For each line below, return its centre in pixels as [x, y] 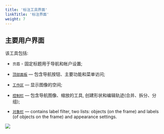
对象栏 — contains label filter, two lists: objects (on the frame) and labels [85, 112]
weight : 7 [15, 19]
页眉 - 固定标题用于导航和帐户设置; [47, 64]
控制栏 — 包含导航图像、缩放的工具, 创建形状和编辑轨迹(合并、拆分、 [82, 95]
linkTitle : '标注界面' [27, 14]
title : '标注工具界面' [26, 10]
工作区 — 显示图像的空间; [37, 85]
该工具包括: [17, 53]
